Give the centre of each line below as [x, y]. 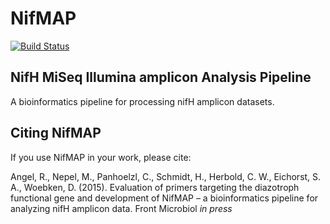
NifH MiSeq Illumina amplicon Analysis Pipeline [161, 77]
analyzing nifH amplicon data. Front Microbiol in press [121, 208]
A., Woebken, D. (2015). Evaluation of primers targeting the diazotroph [155, 187]
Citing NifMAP [56, 133]
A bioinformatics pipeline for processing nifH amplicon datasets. [142, 101]
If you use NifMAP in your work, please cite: [101, 157]
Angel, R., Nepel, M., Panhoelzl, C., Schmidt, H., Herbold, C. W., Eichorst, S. [166, 176]
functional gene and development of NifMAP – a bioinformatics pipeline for [164, 198]
